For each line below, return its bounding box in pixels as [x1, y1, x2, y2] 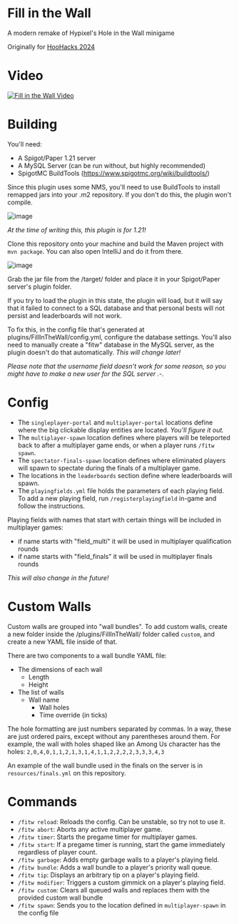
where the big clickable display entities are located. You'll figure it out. [17, 425, 225, 434]
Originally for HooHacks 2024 [7, 42, 95, 51]
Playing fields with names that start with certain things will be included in [7, 515, 222, 524]
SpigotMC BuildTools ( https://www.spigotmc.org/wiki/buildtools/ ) [17, 169, 210, 177]
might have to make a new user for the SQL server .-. [7, 369, 164, 378]
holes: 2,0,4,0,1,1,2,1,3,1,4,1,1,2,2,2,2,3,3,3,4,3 [7, 747, 165, 755]
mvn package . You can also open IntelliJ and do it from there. [7, 247, 183, 255]
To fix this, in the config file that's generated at [7, 325, 145, 334]
